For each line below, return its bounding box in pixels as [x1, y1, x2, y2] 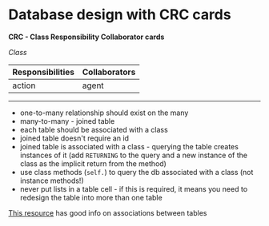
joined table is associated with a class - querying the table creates [19, 141, 239, 151]
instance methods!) [19, 176, 84, 185]
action [12, 80, 36, 91]
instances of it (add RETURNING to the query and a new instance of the [19, 150, 248, 160]
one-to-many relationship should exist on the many [19, 108, 189, 117]
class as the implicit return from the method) [19, 158, 167, 169]
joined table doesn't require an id [19, 133, 130, 143]
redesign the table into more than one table [19, 192, 163, 202]
